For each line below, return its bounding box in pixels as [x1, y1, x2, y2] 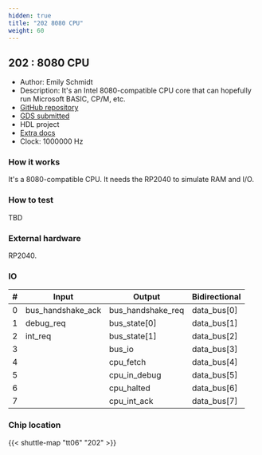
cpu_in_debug [108, 370, 162, 381]
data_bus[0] [192, 305, 238, 316]
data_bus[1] [192, 318, 238, 329]
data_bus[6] [192, 382, 238, 394]
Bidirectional [192, 291, 241, 303]
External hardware [8, 232, 81, 243]
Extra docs [19, 129, 56, 138]
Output [132, 291, 161, 303]
